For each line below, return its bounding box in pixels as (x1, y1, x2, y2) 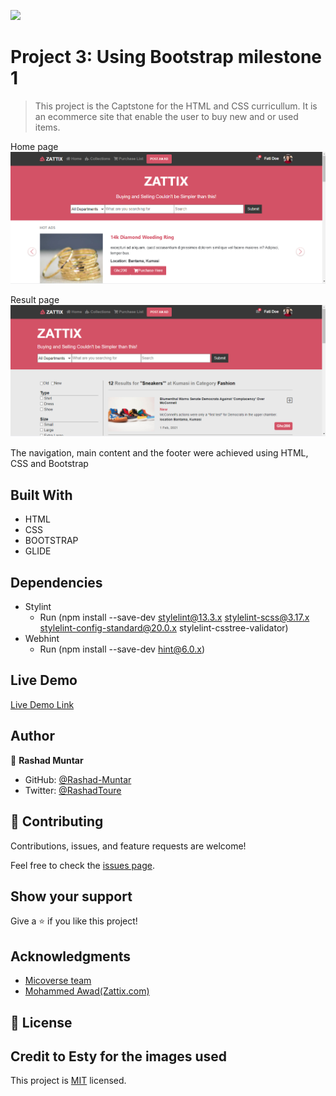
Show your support (10, 888, 133, 905)
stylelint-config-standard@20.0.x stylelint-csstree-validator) (39, 622, 289, 634)
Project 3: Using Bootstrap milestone (10, 46, 322, 69)
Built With (10, 486, 73, 504)
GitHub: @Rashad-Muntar (24, 773, 132, 785)
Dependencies (10, 574, 103, 591)
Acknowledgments (10, 948, 132, 965)
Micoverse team (24, 975, 92, 987)
